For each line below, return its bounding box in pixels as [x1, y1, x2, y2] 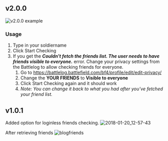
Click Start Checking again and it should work [20, 80, 117, 87]
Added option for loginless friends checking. [5, 119, 99, 126]
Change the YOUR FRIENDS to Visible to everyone [20, 75, 128, 81]
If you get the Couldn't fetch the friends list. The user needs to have [12, 53, 160, 59]
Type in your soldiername [12, 42, 67, 48]
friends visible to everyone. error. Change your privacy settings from [12, 58, 160, 65]
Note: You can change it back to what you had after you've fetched [20, 86, 163, 92]
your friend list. [20, 91, 53, 97]
